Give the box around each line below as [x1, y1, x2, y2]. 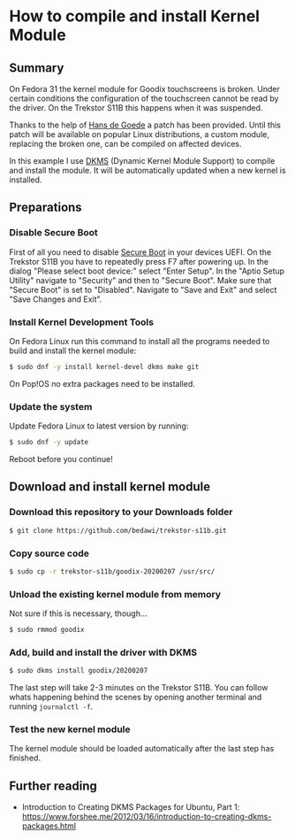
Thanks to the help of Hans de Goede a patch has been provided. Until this [9, 119, 281, 130]
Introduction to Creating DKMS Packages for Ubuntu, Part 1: [21, 802, 240, 813]
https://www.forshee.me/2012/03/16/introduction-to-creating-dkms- [21, 812, 272, 822]
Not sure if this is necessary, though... [9, 608, 147, 619]
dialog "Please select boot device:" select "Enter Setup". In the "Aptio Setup [9, 266, 285, 276]
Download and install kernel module [9, 480, 210, 495]
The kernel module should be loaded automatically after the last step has [9, 744, 275, 754]
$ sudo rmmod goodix [9, 626, 86, 635]
